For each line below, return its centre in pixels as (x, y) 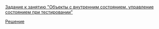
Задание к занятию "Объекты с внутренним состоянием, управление (79, 7)
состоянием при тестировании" (39, 12)
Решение (15, 22)
